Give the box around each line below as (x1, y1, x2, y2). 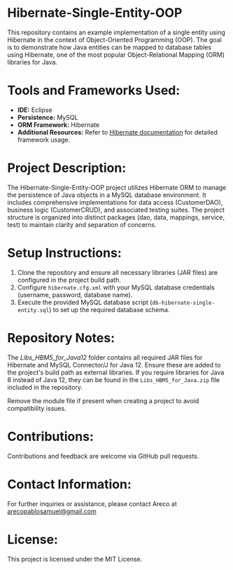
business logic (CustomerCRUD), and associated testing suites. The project (7, 205, 225, 214)
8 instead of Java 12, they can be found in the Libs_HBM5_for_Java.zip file (7, 375, 220, 384)
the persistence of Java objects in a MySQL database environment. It (7, 191, 206, 199)
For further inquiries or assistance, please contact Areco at (7, 499, 177, 508)
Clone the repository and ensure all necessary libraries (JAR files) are (17, 268, 218, 276)
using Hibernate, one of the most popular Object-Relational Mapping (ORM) (7, 50, 225, 59)
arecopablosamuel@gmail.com (7, 507, 97, 515)
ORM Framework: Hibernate (17, 121, 100, 129)
